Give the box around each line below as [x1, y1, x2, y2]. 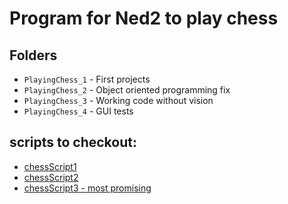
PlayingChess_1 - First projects [23, 73, 151, 85]
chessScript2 [23, 171, 79, 183]
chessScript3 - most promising [23, 182, 152, 194]
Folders [9, 47, 58, 64]
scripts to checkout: [9, 134, 137, 151]
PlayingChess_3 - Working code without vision [23, 95, 214, 106]
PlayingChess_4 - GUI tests [23, 105, 134, 117]
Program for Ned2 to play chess [9, 7, 279, 30]
